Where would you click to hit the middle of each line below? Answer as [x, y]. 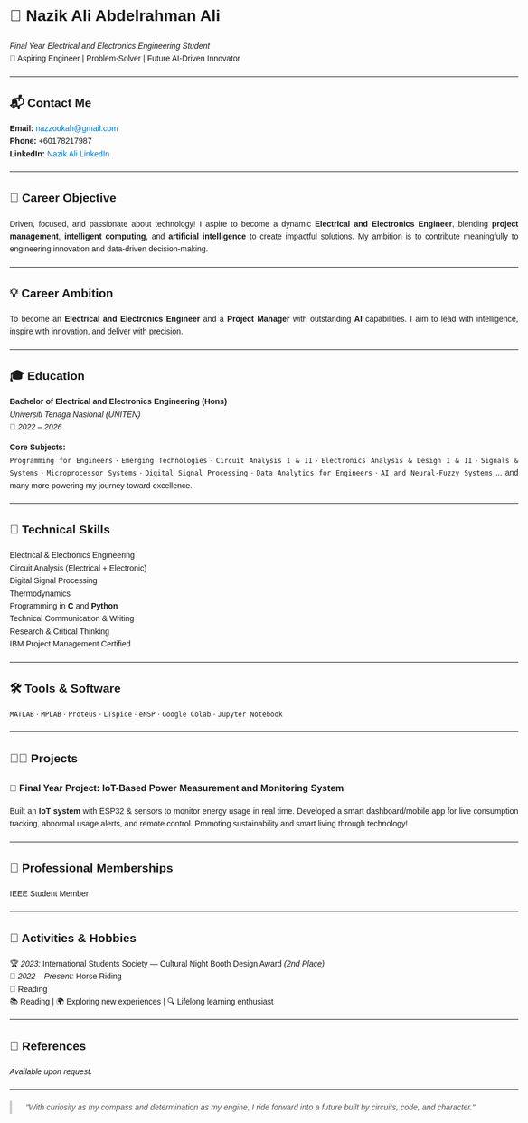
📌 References [48, 1045]
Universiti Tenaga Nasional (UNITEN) [75, 414]
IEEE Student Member [49, 893]
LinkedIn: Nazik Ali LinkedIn [60, 154]
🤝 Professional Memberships [91, 868]
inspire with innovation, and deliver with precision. [96, 331]
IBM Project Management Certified [70, 644]
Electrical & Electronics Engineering [72, 555]
